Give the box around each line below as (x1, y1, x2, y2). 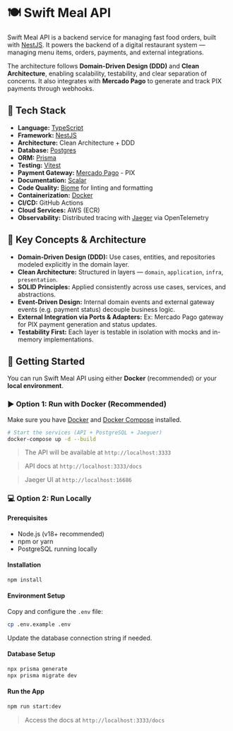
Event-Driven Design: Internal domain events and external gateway (17, 297, 215, 306)
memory (17, 335, 42, 344)
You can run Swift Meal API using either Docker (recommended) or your (7, 374, 217, 382)
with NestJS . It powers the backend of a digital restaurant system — (7, 40, 206, 49)
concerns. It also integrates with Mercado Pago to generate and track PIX (7, 76, 222, 85)
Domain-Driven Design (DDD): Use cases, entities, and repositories (17, 253, 215, 261)
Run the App (7, 687, 44, 696)
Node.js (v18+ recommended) (17, 529, 104, 538)
